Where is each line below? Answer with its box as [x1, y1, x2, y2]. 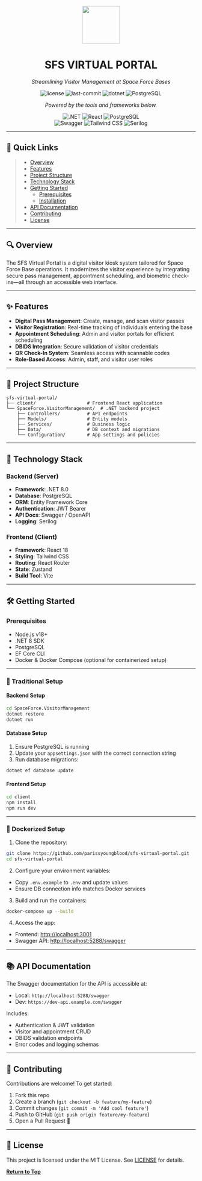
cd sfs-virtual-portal [6, 856, 63, 862]
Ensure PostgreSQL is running [14, 743, 90, 750]
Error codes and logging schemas [14, 1041, 99, 1048]
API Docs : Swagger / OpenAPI [14, 511, 91, 518]
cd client [6, 793, 31, 800]
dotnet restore [6, 711, 44, 717]
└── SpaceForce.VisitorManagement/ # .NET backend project [6, 406, 161, 412]
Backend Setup [6, 692, 45, 699]
